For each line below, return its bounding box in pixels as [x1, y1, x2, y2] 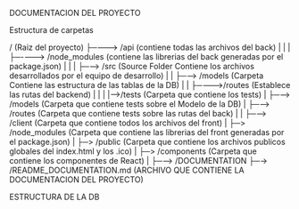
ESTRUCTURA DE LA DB [9, 191, 100, 202]
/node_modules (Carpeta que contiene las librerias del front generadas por [9, 127, 285, 137]
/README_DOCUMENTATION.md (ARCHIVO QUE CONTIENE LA [9, 165, 245, 175]
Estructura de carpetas [9, 25, 94, 35]
